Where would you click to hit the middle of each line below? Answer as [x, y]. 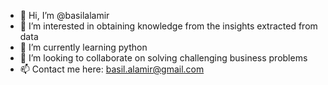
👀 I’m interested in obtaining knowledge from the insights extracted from [168, 26]
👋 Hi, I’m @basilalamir [64, 15]
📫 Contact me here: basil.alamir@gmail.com [112, 69]
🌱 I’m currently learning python [83, 47]
